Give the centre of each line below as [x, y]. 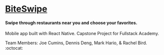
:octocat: [14, 48]
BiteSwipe [26, 9]
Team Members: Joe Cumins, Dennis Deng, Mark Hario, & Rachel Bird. [76, 43]
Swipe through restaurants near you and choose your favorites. [71, 22]
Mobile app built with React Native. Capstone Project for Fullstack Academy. [82, 34]
